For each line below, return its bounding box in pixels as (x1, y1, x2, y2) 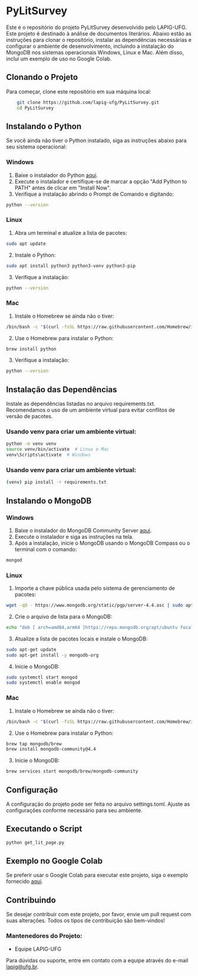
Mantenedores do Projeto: (6, 932, 82, 940)
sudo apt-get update (6, 647, 57, 652)
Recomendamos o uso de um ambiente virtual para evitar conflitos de (6, 406, 175, 413)
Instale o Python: (14, 251, 56, 258)
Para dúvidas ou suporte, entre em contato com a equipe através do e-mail (6, 956, 189, 964)
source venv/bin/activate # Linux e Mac (6, 447, 110, 453)
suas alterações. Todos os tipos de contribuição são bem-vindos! (6, 917, 165, 924)
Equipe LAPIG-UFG (14, 945, 62, 952)
